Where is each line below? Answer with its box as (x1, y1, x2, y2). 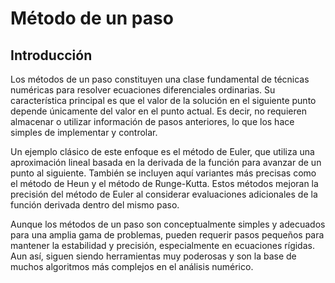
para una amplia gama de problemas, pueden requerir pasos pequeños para (10, 229, 325, 241)
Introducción (10, 47, 93, 64)
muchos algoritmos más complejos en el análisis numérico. (10, 261, 254, 272)
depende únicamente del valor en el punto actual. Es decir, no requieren (10, 105, 307, 117)
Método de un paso (10, 7, 174, 30)
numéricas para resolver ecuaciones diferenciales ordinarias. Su (10, 84, 276, 96)
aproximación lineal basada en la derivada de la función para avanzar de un (10, 157, 322, 168)
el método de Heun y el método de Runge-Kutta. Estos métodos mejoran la (10, 178, 319, 189)
